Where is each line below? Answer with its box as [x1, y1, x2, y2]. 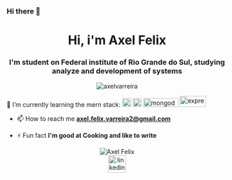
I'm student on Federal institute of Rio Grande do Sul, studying [8, 58, 226, 67]
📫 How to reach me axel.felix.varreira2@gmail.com [16, 115, 171, 123]
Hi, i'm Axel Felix [67, 32, 167, 49]
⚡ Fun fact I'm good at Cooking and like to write [16, 131, 157, 140]
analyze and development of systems [51, 66, 183, 76]
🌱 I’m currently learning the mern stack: [6, 101, 121, 109]
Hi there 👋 [6, 6, 41, 16]
